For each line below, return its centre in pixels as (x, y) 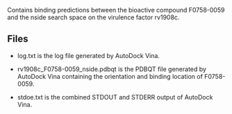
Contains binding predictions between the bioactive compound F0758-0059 (116, 10)
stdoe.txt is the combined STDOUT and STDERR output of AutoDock (115, 97)
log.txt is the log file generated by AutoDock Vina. (88, 55)
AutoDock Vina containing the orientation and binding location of (110, 76)
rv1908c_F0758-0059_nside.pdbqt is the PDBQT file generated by (112, 69)
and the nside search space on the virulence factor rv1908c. (93, 17)
